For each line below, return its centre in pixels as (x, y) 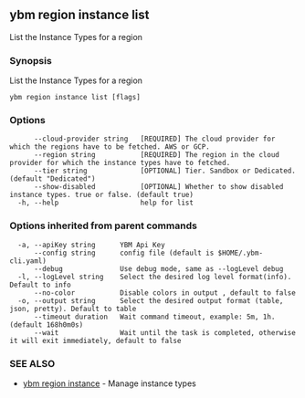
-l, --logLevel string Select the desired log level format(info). (155, 277)
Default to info (40, 285)
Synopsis (31, 60)
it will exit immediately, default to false (95, 340)
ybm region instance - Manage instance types (109, 383)
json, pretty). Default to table (73, 309)
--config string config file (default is (124, 253)
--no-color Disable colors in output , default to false (165, 293)
